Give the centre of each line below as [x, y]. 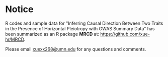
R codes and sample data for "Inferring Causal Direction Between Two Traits [84, 23]
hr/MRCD [15, 39]
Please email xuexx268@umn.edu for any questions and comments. [76, 49]
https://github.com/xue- [125, 34]
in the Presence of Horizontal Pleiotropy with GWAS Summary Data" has [80, 28]
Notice [19, 9]
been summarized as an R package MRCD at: [52, 34]
